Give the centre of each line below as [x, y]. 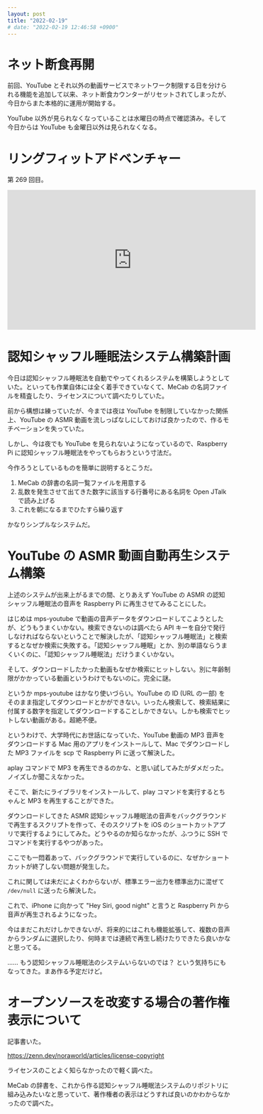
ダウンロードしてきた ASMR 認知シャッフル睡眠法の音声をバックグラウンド [117, 816]
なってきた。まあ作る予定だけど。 [57, 971]
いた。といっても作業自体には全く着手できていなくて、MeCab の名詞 [108, 387]
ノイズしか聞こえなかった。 [48, 777]
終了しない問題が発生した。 [72, 867]
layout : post [27, 14]
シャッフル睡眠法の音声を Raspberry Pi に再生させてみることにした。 [109, 604]
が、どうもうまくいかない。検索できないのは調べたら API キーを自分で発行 [116, 628]
